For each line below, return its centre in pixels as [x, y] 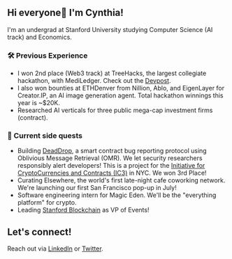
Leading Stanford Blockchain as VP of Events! [83, 210]
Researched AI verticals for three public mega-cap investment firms [115, 110]
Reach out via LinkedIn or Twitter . [55, 249]
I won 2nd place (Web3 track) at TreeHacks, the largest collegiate [112, 73]
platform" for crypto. [47, 203]
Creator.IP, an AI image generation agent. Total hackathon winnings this [120, 95]
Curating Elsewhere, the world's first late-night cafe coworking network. [121, 180]
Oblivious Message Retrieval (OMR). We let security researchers [110, 158]
